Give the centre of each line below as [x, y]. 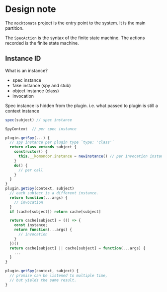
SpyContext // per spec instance [41, 129]
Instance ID [23, 59]
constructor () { [31, 152]
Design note [31, 9]
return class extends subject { [43, 147]
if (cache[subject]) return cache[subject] [55, 212]
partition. [14, 28]
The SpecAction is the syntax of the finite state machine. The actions [75, 38]
